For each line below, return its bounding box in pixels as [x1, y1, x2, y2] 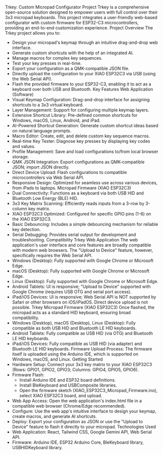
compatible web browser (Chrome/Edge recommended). [12, 403, 126, 409]
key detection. [12, 227, 41, 232]
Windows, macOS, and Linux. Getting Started [12, 356, 103, 362]
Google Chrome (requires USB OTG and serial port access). [12, 289, 132, 295]
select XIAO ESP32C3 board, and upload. [19, 393, 103, 398]
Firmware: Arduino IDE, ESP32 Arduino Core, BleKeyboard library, [12, 439, 144, 445]
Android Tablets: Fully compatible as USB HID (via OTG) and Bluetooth [12, 330, 153, 336]
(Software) [12, 91, 34, 97]
